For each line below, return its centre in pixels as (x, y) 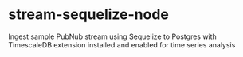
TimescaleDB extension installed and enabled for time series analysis (122, 44)
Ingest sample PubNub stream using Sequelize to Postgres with (112, 36)
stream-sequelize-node (88, 15)
